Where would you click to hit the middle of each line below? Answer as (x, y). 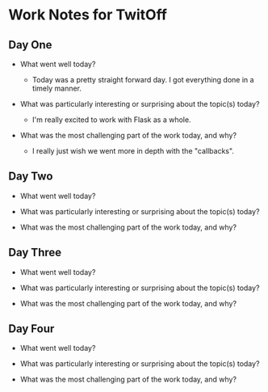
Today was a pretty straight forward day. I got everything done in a (143, 80)
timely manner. (57, 88)
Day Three (35, 253)
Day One (30, 45)
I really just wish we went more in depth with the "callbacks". (133, 151)
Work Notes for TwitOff (88, 15)
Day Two (31, 177)
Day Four (31, 329)
